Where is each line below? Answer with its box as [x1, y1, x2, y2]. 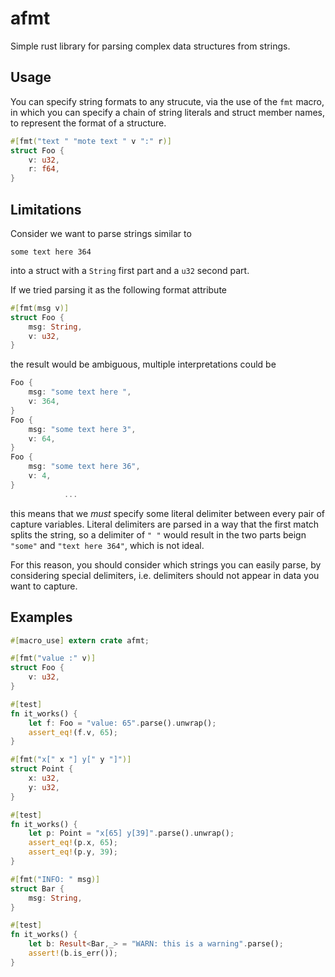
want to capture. [10, 580, 78, 592]
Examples [10, 609, 73, 626]
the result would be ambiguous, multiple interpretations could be [10, 358, 277, 371]
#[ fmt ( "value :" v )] [10, 653, 97, 664]
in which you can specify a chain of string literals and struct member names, [10, 106, 325, 118]
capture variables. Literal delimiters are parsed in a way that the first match [10, 518, 320, 530]
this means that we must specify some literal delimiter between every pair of [10, 507, 326, 519]
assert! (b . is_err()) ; [28, 948, 118, 958]
